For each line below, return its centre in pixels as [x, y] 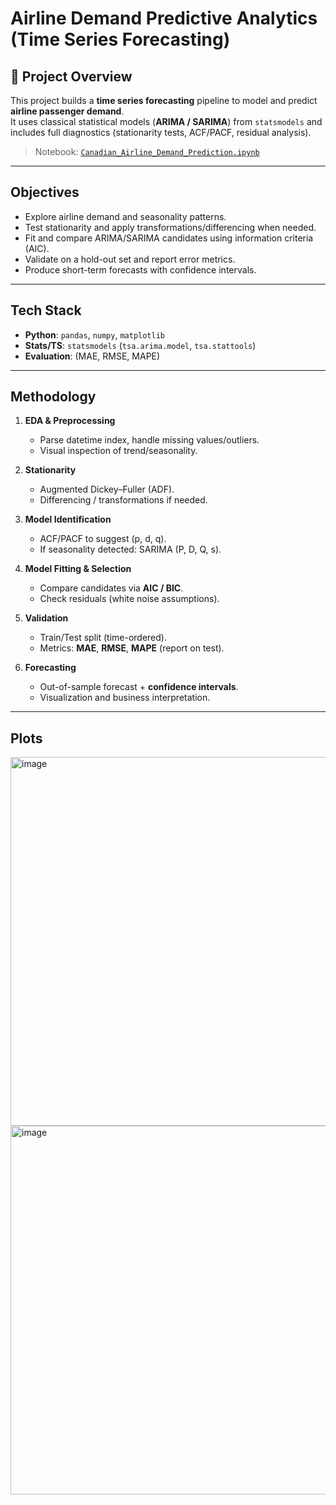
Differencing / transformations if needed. [123, 500]
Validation [46, 618]
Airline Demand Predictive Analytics [164, 18]
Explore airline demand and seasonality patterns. [125, 216]
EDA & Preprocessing [70, 421]
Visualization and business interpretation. [125, 698]
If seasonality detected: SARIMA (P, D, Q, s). [130, 549]
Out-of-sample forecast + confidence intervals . [139, 687]
